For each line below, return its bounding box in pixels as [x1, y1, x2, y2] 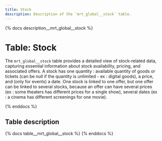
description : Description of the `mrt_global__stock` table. [5, 12, 132, 17]
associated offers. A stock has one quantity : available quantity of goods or [5, 69, 156, 74]
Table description [5, 118, 59, 126]
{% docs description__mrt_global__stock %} [5, 25, 93, 31]
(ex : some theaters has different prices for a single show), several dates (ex [5, 89, 158, 95]
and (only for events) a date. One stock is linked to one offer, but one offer [5, 79, 154, 85]
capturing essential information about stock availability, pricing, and [5, 63, 141, 69]
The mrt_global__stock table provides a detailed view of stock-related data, [5, 58, 157, 64]
